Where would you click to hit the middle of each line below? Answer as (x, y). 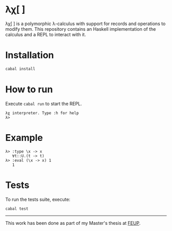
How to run (29, 89)
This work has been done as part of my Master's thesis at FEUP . (73, 223)
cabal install (20, 69)
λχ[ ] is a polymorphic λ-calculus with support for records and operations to (85, 24)
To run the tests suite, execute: (38, 199)
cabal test (17, 208)
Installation (30, 55)
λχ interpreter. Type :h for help (42, 113)
